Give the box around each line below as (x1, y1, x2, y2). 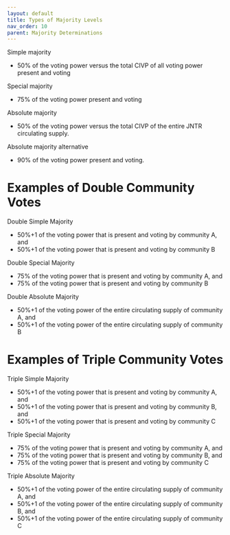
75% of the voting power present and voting (16, 96, 142, 104)
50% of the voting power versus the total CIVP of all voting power (16, 61, 203, 69)
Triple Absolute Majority (7, 472, 76, 480)
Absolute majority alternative (7, 142, 89, 151)
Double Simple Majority (7, 217, 73, 226)
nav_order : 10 (7, 23, 48, 30)
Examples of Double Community (7, 180, 195, 196)
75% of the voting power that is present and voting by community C (16, 459, 209, 467)
